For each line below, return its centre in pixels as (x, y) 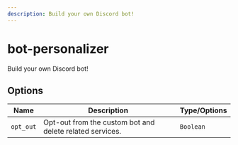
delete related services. (83, 132)
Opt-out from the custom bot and (99, 122)
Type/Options (203, 110)
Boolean (192, 127)
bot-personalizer (58, 48)
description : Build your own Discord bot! (71, 14)
